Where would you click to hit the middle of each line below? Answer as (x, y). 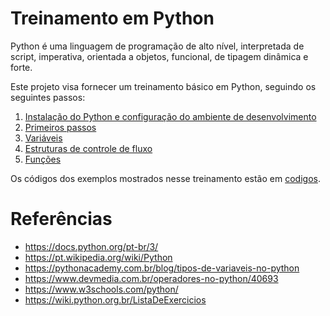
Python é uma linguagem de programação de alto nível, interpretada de (157, 46)
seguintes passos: (48, 97)
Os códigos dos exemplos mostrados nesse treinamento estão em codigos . (165, 178)
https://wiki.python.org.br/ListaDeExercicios (115, 299)
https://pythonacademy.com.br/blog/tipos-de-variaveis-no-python (162, 268)
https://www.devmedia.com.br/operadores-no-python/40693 (151, 278)
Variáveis (43, 138)
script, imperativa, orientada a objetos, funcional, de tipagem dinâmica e (159, 56)
